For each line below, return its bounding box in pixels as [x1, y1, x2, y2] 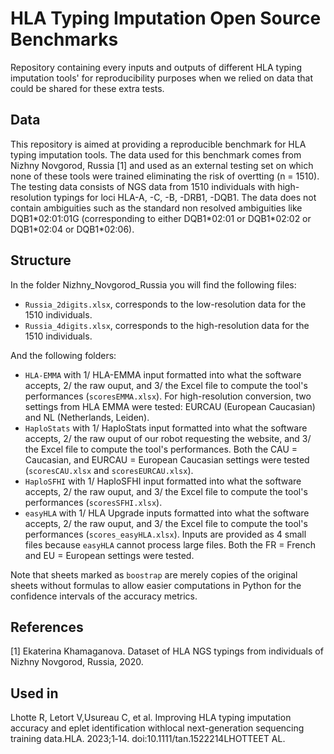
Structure [10, 252, 72, 269]
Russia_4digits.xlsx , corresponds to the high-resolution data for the [24, 319, 310, 331]
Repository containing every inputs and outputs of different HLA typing [10, 61, 303, 73]
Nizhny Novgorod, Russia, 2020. [10, 656, 144, 668]
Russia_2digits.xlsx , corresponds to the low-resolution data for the [24, 298, 307, 310]
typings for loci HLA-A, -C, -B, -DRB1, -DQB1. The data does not [53, 191, 317, 203]
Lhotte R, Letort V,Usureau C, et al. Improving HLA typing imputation [10, 712, 292, 724]
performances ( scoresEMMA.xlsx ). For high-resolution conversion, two [24, 390, 312, 402]
